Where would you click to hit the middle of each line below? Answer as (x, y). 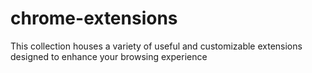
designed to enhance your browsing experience (109, 56)
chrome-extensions (94, 18)
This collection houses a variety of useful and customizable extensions (156, 46)
